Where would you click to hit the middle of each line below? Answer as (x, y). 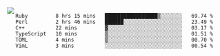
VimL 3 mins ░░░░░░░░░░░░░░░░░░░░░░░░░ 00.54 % (114, 46)
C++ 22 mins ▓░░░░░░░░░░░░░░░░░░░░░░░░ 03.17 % (114, 28)
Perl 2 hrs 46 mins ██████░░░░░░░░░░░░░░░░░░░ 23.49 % (114, 22)
